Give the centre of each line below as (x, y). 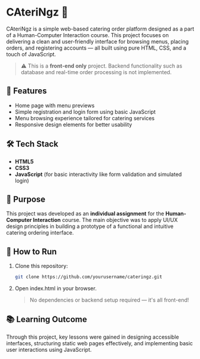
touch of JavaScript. (31, 54)
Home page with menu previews (55, 105)
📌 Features (27, 91)
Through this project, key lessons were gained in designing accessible (93, 337)
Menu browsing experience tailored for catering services (85, 118)
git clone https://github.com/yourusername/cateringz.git (88, 277)
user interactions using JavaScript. (49, 349)
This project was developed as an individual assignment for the (85, 214)
